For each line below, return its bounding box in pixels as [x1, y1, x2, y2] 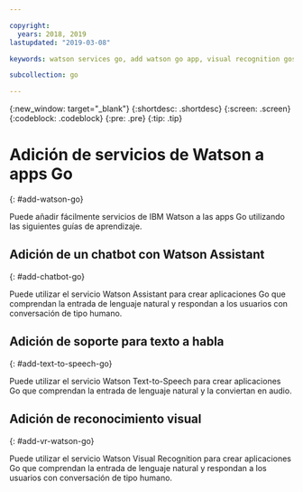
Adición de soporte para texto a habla [9, 334, 225, 349]
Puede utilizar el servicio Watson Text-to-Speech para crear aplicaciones [9, 375, 281, 386]
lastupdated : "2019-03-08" [9, 38, 111, 47]
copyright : [9, 21, 50, 30]
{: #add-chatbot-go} [9, 270, 86, 281]
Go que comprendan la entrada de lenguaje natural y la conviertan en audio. [9, 385, 292, 396]
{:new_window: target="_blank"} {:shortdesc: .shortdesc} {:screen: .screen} [9, 103, 291, 114]
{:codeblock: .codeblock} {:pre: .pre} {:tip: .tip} [9, 113, 183, 124]
